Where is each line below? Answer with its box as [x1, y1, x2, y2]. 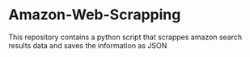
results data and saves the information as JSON [8, 40, 167, 50]
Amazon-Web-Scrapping [8, 6, 181, 24]
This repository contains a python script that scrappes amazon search [8, 32, 243, 42]
